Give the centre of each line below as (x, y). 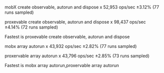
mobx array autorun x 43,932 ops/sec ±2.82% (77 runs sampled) (71, 46)
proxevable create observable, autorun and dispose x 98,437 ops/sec (75, 22)
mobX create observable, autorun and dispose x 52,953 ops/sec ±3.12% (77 (82, 7)
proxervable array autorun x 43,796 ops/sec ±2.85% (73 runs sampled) (77, 56)
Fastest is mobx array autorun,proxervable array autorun (62, 65)
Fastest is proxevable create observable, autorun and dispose (67, 37)
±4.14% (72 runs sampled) (32, 27)
